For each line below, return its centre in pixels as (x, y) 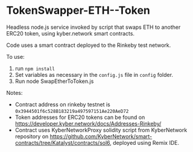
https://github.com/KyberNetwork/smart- (101, 136)
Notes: (14, 93)
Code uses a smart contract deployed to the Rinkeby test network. (89, 45)
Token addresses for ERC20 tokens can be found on (80, 117)
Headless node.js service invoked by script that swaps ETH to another (93, 27)
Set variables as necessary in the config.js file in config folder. (94, 74)
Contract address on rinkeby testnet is (62, 104)
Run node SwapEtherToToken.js (54, 81)
